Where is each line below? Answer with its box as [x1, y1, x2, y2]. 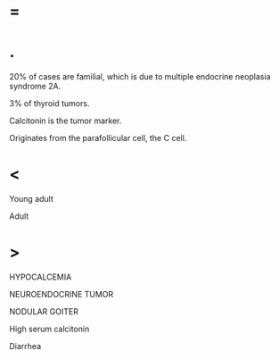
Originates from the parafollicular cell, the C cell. [9, 133, 187, 144]
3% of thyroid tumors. [9, 98, 90, 109]
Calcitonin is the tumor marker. [9, 115, 122, 126]
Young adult [9, 194, 53, 205]
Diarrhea [9, 341, 42, 351]
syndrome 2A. [9, 81, 62, 92]
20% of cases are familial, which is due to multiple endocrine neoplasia [9, 71, 271, 82]
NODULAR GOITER [9, 306, 78, 317]
